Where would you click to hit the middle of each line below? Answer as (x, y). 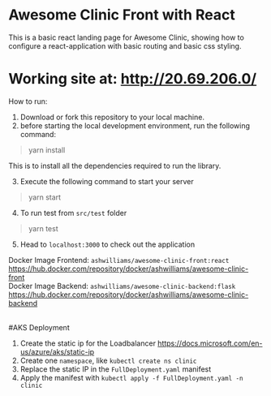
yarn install (47, 150)
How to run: (28, 101)
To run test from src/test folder (73, 213)
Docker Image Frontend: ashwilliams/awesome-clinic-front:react (119, 260)
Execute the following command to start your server (107, 181)
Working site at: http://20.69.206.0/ (133, 79)
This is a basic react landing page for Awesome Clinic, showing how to (127, 37)
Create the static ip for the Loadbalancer (88, 343)
